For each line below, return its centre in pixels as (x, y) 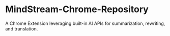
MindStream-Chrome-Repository (77, 9)
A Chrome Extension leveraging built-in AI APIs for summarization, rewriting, (85, 23)
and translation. (22, 28)
